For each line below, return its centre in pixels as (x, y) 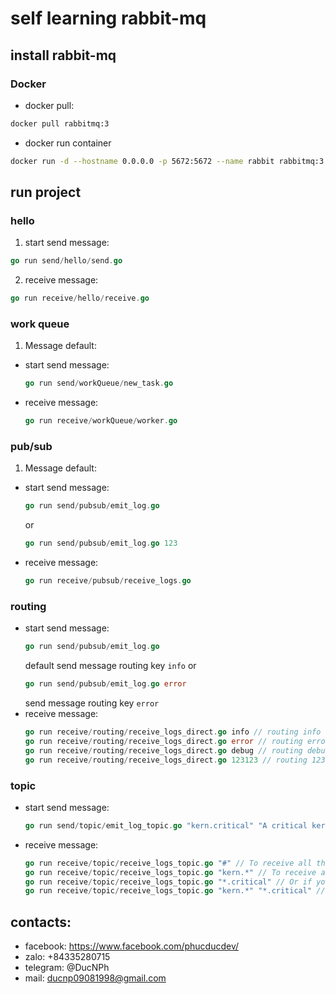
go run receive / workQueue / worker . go (101, 421)
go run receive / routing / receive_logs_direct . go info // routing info (173, 732)
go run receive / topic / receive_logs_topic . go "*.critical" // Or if (168, 882)
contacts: (41, 922)
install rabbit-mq (63, 55)
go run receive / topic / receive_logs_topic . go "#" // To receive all (168, 863)
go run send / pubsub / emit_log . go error (105, 684)
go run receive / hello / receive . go (80, 298)
